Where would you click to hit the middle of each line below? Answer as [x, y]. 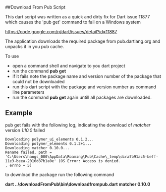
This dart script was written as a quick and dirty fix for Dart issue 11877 [78, 17]
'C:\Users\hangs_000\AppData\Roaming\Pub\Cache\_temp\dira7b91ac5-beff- [82, 157]
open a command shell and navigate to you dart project [69, 66]
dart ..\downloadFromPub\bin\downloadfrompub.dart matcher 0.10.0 [78, 184]
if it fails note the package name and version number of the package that [86, 76]
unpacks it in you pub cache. [35, 46]
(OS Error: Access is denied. [89, 161]
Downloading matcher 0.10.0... [37, 148]
